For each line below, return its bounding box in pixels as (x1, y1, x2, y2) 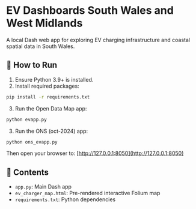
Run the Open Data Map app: (14, 104, 87, 112)
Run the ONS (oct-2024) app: (14, 127, 88, 135)
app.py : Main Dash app (14, 183, 72, 190)
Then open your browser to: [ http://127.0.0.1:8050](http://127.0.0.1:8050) (6, 150, 184, 157)
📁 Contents (6, 167, 49, 177)
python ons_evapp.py (6, 139, 58, 145)
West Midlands (6, 16, 83, 30)
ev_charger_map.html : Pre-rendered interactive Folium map (14, 190, 161, 197)
